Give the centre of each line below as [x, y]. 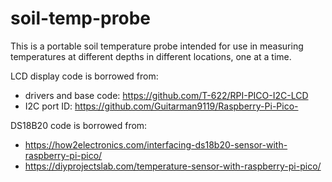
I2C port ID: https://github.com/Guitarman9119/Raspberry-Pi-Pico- [161, 106]
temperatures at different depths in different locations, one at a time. [151, 56]
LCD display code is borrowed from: [84, 76]
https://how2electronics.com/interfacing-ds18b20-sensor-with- [156, 144]
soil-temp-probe [80, 18]
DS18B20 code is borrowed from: [79, 125]
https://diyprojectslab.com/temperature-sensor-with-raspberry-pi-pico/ [173, 166]
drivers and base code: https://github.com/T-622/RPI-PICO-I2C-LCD [166, 95]
